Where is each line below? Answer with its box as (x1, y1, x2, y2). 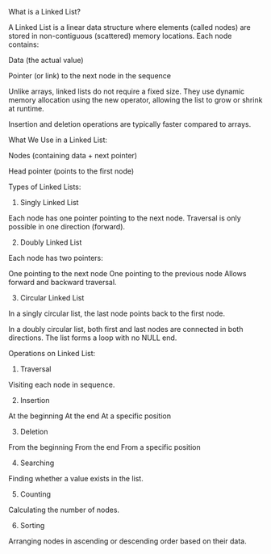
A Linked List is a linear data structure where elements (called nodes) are (8, 23, 252, 31)
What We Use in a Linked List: (8, 135, 107, 145)
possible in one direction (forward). (8, 222, 126, 231)
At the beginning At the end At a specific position (8, 411, 172, 421)
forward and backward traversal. (8, 278, 117, 287)
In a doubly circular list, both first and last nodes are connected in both (8, 325, 244, 334)
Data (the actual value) (8, 56, 84, 65)
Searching (19, 458, 55, 468)
